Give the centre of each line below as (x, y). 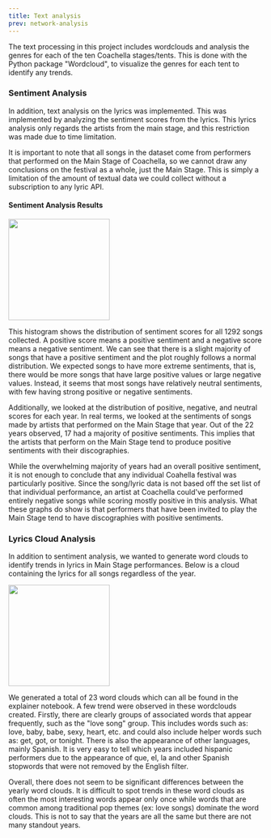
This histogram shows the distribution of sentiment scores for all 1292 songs (135, 332)
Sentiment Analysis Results (56, 205)
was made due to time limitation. (63, 136)
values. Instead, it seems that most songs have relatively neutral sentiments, (135, 383)
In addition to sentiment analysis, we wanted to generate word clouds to (128, 556)
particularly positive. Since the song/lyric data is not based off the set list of (135, 483)
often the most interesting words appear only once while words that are (127, 799)
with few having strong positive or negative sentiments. (100, 392)
